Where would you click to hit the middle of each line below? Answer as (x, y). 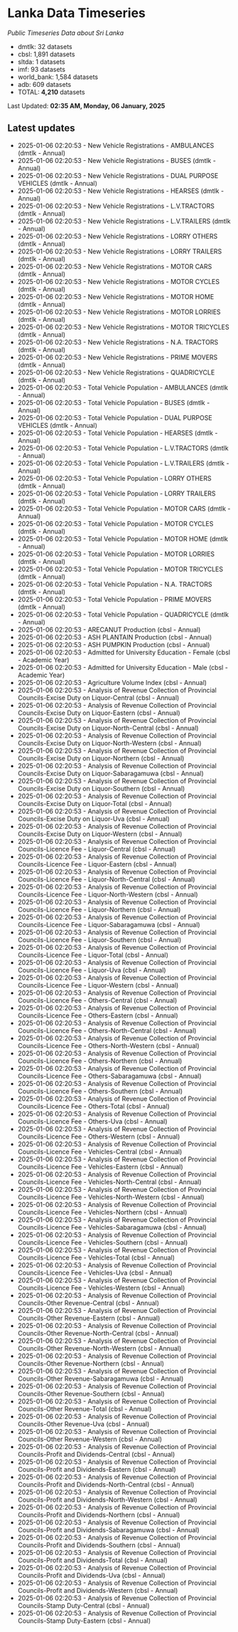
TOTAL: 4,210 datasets (51, 92)
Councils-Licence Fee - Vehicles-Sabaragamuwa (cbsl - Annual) (112, 1227)
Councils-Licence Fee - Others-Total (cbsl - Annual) (94, 1106)
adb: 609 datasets (44, 84)
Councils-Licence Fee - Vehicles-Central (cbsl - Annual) (100, 1151)
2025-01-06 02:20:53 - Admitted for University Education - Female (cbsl (124, 652)
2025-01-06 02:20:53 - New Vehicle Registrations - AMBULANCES (116, 145)
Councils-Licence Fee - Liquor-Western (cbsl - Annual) (98, 985)
